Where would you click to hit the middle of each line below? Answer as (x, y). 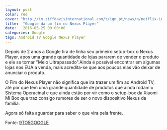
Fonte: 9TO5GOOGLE (27, 123)
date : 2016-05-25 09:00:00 (35, 28)
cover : (12, 19)
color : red (16, 14)
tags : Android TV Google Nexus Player (45, 38)
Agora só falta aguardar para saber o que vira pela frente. (64, 113)
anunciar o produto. (25, 72)
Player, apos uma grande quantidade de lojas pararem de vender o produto (82, 57)
